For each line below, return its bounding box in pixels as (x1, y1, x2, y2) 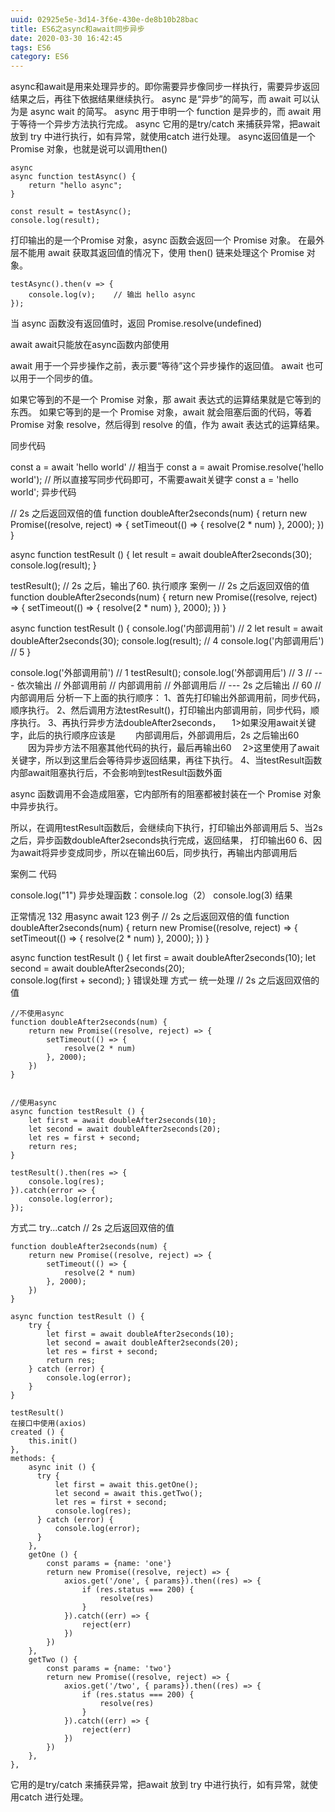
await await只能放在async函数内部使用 (10, 339, 170, 351)
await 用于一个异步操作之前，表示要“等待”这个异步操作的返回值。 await (10, 360, 304, 372)
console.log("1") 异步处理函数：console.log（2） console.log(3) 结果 (10, 889, 293, 901)
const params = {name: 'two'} (46, 1664, 172, 1674)
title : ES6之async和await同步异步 (10, 24, 145, 34)
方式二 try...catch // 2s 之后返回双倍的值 (10, 1222, 175, 1234)
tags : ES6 (10, 42, 52, 53)
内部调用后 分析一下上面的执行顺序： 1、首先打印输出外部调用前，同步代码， (10, 692, 326, 704)
